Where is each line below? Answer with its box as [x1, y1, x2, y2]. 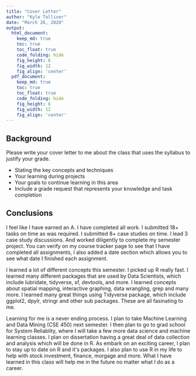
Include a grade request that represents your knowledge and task [14, 185, 173, 192]
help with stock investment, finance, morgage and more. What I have [6, 352, 172, 359]
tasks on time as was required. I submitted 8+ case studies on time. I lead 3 [6, 230, 188, 237]
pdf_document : [11, 74, 46, 80]
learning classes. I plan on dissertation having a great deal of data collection [6, 333, 190, 340]
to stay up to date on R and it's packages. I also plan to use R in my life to [6, 346, 183, 353]
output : [6, 25, 25, 31]
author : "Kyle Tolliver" [6, 14, 67, 20]
